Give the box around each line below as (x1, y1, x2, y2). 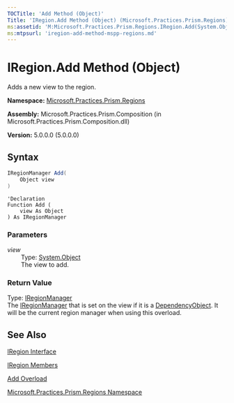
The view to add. (20, 260, 70, 269)
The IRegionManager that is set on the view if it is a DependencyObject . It (7, 301, 219, 309)
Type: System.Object (20, 253, 81, 261)
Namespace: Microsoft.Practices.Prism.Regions (7, 96, 146, 105)
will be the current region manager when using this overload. (7, 309, 182, 317)
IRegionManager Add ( (7, 170, 68, 177)
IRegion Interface (7, 347, 57, 356)
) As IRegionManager (7, 214, 68, 221)
